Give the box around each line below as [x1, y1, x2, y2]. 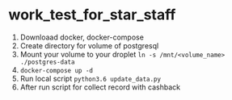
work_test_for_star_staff [8, 6, 176, 24]
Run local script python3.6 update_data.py [19, 73, 162, 83]
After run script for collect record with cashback [19, 82, 180, 92]
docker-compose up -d [19, 66, 93, 74]
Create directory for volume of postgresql [19, 40, 159, 50]
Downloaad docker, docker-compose [19, 32, 144, 42]
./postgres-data [19, 58, 75, 66]
